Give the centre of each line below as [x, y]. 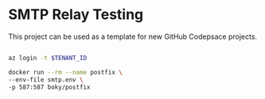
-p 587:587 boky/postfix [49, 87]
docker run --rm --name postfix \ [66, 72]
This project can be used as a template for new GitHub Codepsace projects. [132, 36]
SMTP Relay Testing [76, 15]
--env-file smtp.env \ [46, 80]
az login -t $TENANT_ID [48, 58]
